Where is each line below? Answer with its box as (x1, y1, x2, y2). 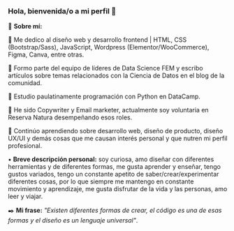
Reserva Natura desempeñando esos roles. (8, 113, 133, 121)
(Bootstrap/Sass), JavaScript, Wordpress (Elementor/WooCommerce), (8, 43, 210, 52)
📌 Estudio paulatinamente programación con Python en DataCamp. (8, 92, 201, 100)
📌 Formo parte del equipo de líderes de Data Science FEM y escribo (8, 64, 203, 73)
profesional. (8, 142, 43, 150)
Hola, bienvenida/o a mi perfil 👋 (8, 6, 117, 16)
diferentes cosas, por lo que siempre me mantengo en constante (8, 177, 194, 186)
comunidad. (8, 79, 43, 87)
